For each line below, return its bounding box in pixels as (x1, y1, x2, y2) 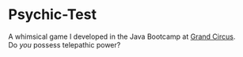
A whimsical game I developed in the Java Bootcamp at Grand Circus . (8, 32, 236, 41)
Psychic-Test (8, 6, 97, 24)
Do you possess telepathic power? (8, 40, 121, 49)
